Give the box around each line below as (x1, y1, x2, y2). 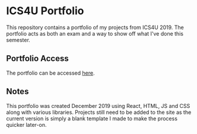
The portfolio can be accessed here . (6, 69, 95, 76)
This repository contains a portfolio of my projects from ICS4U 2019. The (6, 24, 184, 31)
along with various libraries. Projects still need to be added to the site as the (6, 109, 192, 116)
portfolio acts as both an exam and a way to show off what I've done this (6, 30, 184, 37)
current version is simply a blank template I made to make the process (6, 114, 178, 122)
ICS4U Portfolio (6, 4, 84, 18)
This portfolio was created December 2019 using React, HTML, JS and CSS (6, 102, 190, 109)
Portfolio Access (6, 53, 69, 63)
